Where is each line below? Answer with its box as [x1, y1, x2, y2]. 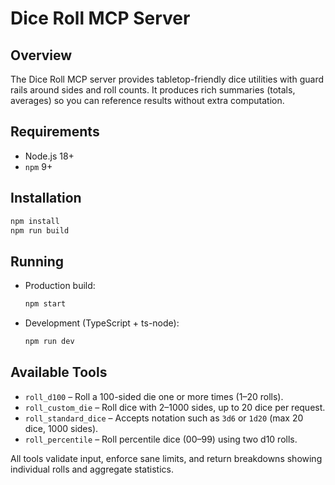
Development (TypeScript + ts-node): [24, 317, 180, 329]
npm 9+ [24, 160, 53, 172]
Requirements [10, 123, 100, 141]
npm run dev [24, 337, 75, 347]
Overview [10, 47, 73, 64]
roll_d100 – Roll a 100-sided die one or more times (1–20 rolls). [24, 390, 284, 402]
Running [10, 253, 65, 270]
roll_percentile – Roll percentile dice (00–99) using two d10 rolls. [24, 433, 298, 445]
